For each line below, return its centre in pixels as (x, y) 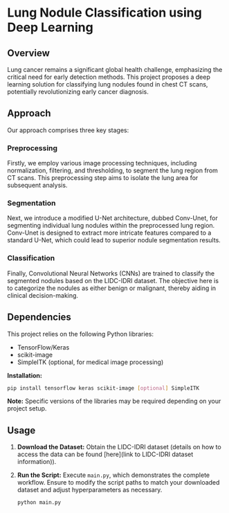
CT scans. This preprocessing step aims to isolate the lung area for (103, 178)
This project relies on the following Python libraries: (81, 334)
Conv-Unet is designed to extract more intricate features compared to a (109, 233)
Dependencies (39, 317)
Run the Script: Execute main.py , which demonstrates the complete (113, 475)
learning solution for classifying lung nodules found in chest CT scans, (108, 84)
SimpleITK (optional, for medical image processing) (90, 362)
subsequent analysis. (37, 186)
